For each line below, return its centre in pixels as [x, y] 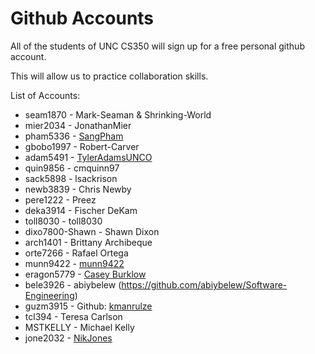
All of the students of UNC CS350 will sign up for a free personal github [157, 46]
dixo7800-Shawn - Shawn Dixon [92, 231]
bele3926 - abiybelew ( [73, 284]
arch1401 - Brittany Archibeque [88, 242]
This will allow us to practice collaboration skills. [109, 76]
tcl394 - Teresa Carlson [73, 316]
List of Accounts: [45, 95]
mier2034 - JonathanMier [78, 125]
